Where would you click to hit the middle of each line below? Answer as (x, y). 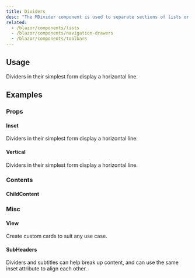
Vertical (16, 152)
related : (17, 22)
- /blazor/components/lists (46, 28)
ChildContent (23, 194)
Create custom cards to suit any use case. (57, 236)
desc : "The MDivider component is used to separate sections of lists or (98, 17)
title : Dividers (26, 11)
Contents (20, 180)
